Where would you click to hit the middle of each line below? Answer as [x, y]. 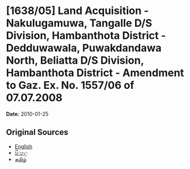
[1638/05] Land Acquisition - [77, 11]
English [23, 146]
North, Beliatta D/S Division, [75, 61]
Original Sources [37, 132]
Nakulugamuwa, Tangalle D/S [79, 23]
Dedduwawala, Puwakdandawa [84, 48]
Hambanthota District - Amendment [95, 73]
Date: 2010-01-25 [27, 114]
